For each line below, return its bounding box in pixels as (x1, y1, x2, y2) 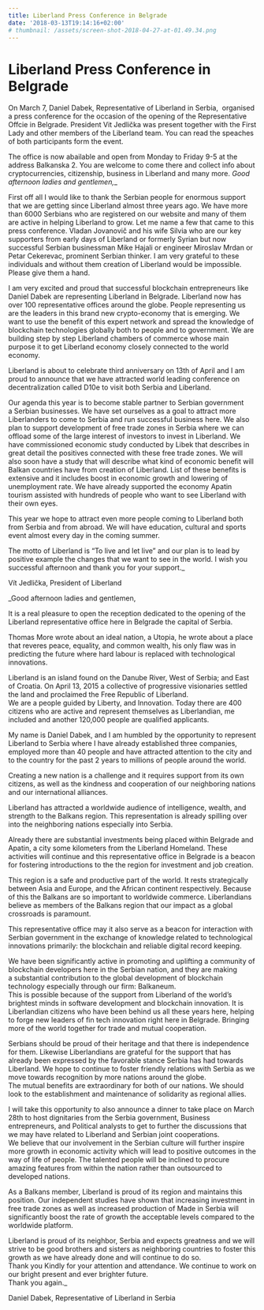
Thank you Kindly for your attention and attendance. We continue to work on (8, 1261, 257, 1270)
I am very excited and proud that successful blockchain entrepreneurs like (8, 284, 249, 293)
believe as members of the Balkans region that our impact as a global (8, 901, 233, 910)
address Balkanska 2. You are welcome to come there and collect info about (8, 160, 255, 170)
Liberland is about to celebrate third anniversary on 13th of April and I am (8, 366, 245, 375)
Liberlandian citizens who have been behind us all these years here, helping (8, 1007, 255, 1016)
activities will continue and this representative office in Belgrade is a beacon (8, 852, 255, 861)
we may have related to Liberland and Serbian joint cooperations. (8, 1130, 220, 1139)
